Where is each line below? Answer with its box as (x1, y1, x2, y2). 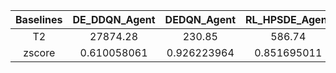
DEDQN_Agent (164, 13, 237, 26)
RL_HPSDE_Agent (245, 13, 332, 26)
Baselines (15, 13, 63, 26)
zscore (23, 46, 56, 59)
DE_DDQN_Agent (72, 13, 156, 26)
